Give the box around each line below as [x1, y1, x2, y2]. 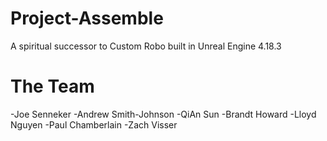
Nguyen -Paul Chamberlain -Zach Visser [10, 118, 178, 131]
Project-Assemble [10, 7, 164, 30]
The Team [10, 75, 95, 98]
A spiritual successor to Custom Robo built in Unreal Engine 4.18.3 [10, 40, 282, 52]
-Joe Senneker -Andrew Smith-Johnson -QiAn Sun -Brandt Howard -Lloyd [10, 108, 317, 120]
